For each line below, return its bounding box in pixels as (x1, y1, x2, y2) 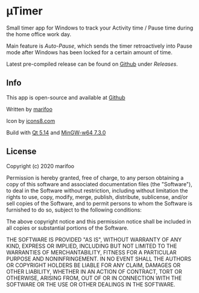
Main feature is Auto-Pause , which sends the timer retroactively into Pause (6, 42, 193, 49)
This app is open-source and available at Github (6, 93, 125, 101)
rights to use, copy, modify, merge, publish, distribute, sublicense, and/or (6, 193, 188, 200)
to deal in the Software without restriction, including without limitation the (6, 187, 188, 194)
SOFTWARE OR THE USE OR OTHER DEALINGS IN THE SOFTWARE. (6, 280, 175, 288)
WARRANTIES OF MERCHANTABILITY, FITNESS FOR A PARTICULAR (6, 248, 177, 256)
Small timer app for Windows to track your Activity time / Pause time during (6, 24, 194, 31)
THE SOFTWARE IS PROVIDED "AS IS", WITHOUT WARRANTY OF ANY (6, 236, 182, 243)
